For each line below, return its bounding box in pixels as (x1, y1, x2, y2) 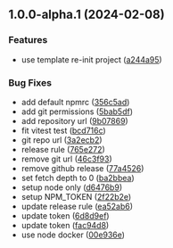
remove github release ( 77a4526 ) (21, 162, 144, 173)
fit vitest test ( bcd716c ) (21, 125, 106, 136)
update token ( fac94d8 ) (21, 219, 110, 230)
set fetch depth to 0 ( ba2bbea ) (21, 172, 135, 183)
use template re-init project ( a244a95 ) (21, 54, 162, 65)
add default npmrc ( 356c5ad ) (21, 96, 130, 107)
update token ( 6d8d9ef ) (21, 210, 110, 221)
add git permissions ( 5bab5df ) (21, 106, 134, 117)
